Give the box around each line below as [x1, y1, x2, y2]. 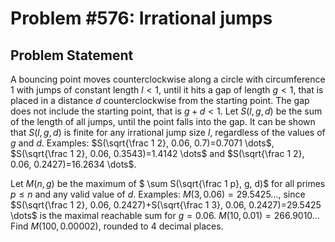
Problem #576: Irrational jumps [10, 7, 273, 30]
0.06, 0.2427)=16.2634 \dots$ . [10, 158, 137, 170]
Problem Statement [10, 47, 134, 64]
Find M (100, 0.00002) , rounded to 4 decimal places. [10, 220, 224, 232]
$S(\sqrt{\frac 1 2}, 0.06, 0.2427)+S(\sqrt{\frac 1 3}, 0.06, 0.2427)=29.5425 [10, 199, 322, 211]
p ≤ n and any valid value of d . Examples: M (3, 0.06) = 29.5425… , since [10, 188, 306, 200]
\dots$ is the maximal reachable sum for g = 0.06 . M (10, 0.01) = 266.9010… [10, 210, 320, 221]
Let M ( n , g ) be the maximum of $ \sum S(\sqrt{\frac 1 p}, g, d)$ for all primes [10, 178, 326, 189]
